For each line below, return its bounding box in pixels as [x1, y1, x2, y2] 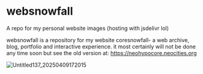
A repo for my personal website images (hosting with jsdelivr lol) [6, 24, 169, 32]
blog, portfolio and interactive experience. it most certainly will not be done [6, 43, 196, 50]
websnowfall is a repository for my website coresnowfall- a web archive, [6, 36, 190, 43]
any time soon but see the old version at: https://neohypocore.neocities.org [6, 49, 197, 56]
